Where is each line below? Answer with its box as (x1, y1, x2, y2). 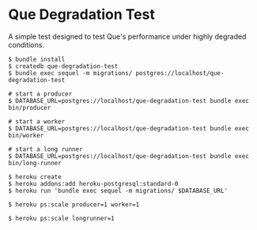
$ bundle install (8, 55, 66, 63)
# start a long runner (8, 145, 83, 153)
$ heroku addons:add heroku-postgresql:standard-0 (8, 179, 179, 187)
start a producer (15, 89, 73, 98)
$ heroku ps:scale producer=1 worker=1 (8, 200, 140, 209)
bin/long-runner (8, 159, 62, 167)
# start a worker (8, 117, 66, 126)
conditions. (8, 40, 45, 49)
